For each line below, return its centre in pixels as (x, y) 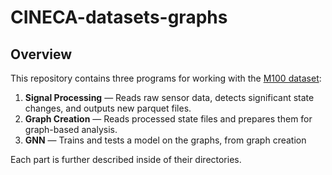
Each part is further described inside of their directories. (126, 159)
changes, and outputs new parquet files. (108, 108)
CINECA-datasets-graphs (119, 17)
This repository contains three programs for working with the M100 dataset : (166, 78)
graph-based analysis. (71, 129)
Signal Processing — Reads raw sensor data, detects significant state (169, 97)
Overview (41, 54)
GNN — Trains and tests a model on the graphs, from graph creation (165, 140)
